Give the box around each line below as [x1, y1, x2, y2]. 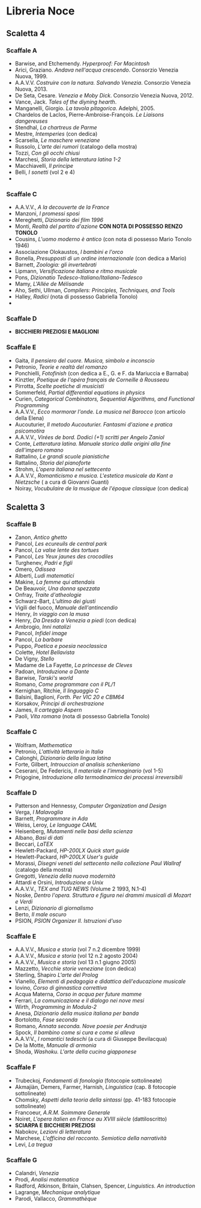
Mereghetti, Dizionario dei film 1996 [14, 217, 104, 224]
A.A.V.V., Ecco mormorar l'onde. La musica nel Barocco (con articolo [14, 408, 186, 415]
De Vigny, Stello [14, 655, 55, 662]
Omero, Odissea [14, 565, 56, 573]
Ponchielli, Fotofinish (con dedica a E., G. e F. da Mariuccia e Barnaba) [14, 369, 189, 377]
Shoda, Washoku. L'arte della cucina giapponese [14, 1048, 137, 1055]
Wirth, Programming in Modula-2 [14, 1003, 97, 1011]
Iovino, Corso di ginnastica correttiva [14, 984, 107, 991]
